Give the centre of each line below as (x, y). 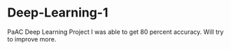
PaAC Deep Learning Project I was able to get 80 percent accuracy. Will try (115, 32)
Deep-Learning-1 (58, 13)
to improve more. (32, 39)
